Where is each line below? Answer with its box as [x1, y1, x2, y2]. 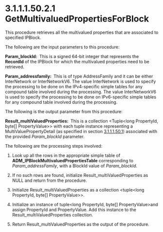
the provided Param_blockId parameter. [5, 134, 85, 139]
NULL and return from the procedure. [12, 177, 87, 183]
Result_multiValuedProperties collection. [12, 212, 93, 217]
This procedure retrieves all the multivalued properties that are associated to [5, 29, 159, 35]
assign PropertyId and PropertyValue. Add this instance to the [12, 207, 136, 213]
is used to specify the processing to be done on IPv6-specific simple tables [5, 94, 157, 100]
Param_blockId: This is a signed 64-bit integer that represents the [5, 53, 139, 59]
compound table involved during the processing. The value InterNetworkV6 [5, 89, 157, 95]
